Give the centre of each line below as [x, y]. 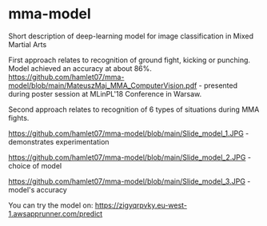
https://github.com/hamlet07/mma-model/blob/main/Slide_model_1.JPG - [129, 133]
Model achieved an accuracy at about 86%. [80, 68]
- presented [218, 85]
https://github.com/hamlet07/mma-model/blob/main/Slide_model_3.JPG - [130, 181]
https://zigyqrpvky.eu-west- [141, 205]
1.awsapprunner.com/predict [56, 213]
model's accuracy [38, 189]
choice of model [35, 165]
